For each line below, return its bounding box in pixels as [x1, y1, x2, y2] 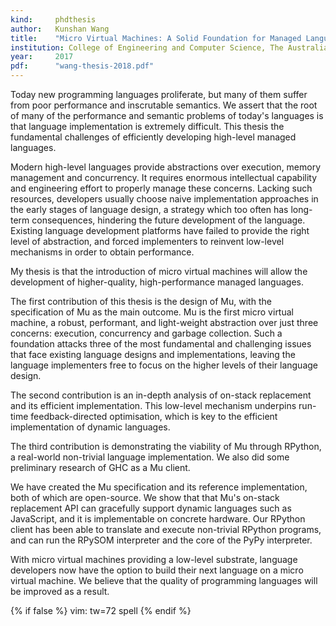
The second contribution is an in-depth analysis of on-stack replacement [10, 389, 312, 401]
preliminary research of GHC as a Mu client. [10, 462, 191, 473]
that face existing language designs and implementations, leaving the [10, 349, 296, 360]
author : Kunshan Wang [10, 24, 110, 34]
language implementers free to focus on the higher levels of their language [10, 359, 318, 371]
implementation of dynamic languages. [10, 421, 171, 433]
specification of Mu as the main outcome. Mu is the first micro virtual [10, 306, 294, 318]
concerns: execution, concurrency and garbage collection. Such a [10, 327, 283, 339]
